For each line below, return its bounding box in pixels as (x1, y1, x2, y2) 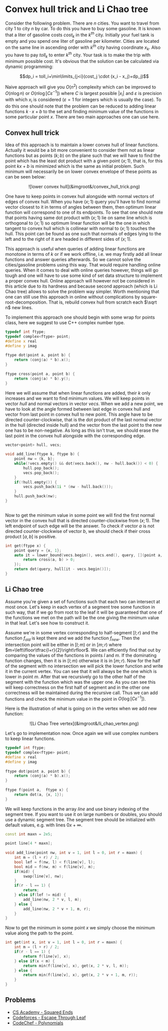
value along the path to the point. (5, 930, 74, 936)
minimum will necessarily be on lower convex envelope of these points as (5, 168, 157, 174)
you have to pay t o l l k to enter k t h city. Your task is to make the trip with (5, 51, 151, 59)
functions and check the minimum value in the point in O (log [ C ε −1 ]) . (5, 695, 146, 702)
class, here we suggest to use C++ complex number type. (5, 320, 125, 326)
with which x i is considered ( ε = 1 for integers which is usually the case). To (5, 97, 161, 104)
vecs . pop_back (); (23, 470, 59, 476)
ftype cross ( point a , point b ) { (5, 371, 75, 377)
